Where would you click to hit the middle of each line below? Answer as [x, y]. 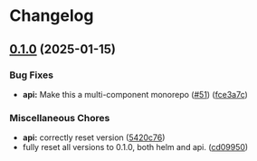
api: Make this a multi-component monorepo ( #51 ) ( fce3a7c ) [135, 94]
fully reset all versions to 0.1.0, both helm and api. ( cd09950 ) [135, 147]
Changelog [52, 16]
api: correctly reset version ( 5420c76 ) [94, 137]
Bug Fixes [32, 75]
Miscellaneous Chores [60, 118]
